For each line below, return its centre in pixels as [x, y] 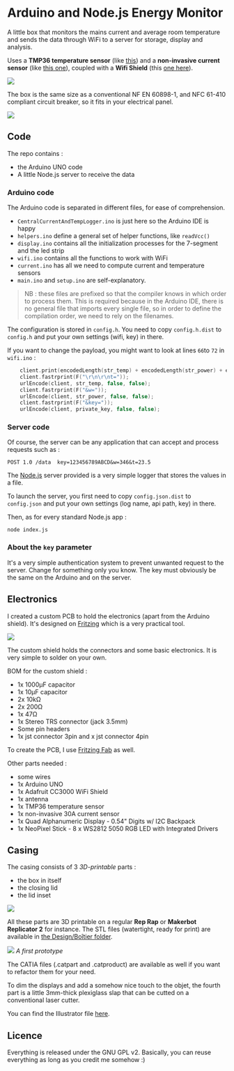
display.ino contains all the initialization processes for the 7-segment [117, 243]
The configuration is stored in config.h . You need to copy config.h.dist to [115, 329]
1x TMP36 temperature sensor [61, 806]
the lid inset [34, 896]
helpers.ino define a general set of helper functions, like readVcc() [114, 236]
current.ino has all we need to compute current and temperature [111, 265]
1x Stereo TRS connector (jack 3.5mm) [72, 721]
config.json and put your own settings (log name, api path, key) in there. [112, 503]
